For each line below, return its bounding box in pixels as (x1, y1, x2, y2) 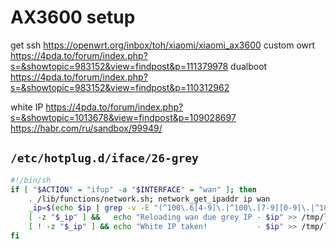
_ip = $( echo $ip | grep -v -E (28, 203, 150, 213)
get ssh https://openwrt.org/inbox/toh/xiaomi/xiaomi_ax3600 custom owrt (10, 39, 316, 51)
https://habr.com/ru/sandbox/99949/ (10, 122, 163, 134)
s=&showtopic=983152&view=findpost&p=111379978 (10, 60, 229, 72)
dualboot (230, 60, 268, 72)
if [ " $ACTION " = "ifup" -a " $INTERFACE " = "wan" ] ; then (10, 184, 258, 195)
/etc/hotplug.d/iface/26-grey (10, 151, 199, 166)
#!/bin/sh (10, 175, 52, 185)
